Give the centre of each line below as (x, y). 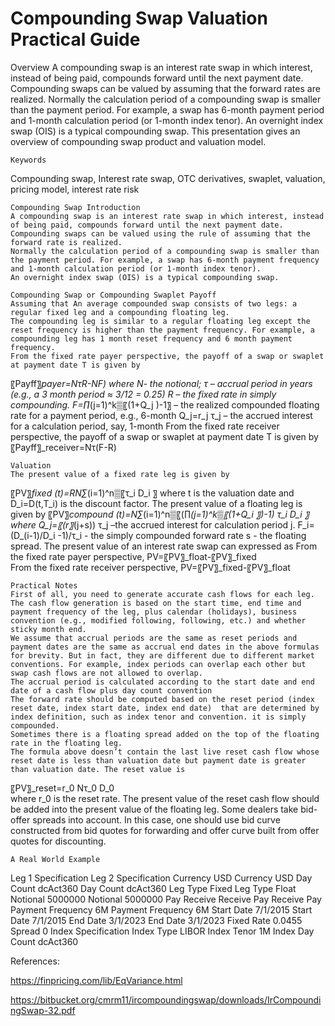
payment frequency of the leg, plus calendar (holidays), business (154, 612)
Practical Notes (44, 585)
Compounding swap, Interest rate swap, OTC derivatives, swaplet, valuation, (168, 178)
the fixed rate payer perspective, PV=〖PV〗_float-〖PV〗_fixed (133, 556)
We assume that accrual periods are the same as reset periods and (154, 638)
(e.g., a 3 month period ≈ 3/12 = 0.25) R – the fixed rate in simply (143, 394)
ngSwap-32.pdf (43, 1010)
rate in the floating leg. (66, 743)
